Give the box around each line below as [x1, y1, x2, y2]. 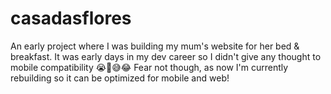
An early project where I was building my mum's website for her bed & [10, 40, 300, 52]
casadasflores [10, 7, 132, 30]
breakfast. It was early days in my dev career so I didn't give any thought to [10, 50, 322, 62]
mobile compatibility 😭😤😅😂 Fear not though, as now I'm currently [10, 61, 289, 73]
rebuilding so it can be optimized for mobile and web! [10, 72, 230, 84]
